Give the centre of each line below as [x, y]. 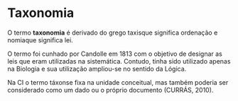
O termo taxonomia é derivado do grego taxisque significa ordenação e [113, 32]
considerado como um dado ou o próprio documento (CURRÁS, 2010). [110, 90]
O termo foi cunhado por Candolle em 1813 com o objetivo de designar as [115, 54]
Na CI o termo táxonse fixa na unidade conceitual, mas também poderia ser [118, 82]
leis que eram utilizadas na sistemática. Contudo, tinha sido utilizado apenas [119, 61]
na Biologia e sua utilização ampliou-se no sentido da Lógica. [97, 69]
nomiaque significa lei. [40, 40]
